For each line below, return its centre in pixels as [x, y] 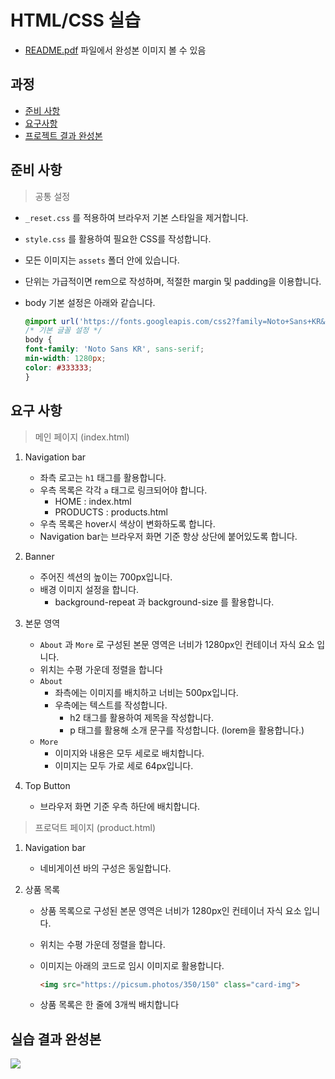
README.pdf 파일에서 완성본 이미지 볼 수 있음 [115, 50]
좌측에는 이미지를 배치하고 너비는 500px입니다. [146, 692]
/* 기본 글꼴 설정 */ [63, 331]
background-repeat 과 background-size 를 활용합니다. [164, 602]
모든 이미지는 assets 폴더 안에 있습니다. [102, 260]
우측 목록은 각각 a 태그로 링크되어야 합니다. [123, 490]
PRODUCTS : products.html [111, 512]
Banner [39, 556]
